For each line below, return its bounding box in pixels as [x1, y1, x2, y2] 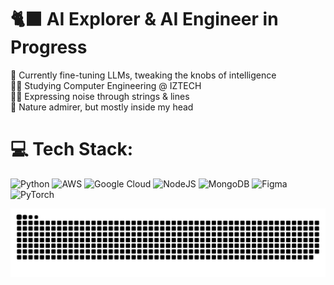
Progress [10, 36, 88, 59]
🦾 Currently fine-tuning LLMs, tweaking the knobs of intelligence [10, 69, 277, 81]
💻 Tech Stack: [10, 138, 134, 161]
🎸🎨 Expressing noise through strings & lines [10, 90, 190, 102]
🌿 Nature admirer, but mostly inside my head [10, 101, 194, 113]
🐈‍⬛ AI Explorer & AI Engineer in [10, 8, 279, 31]
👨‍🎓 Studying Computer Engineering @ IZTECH [10, 79, 202, 91]
